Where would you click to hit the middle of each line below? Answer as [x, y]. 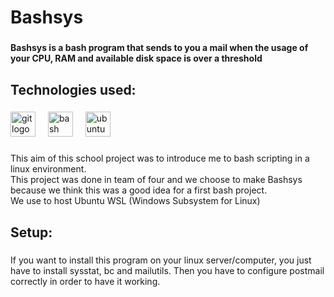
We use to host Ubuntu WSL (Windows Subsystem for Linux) [135, 201]
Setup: [31, 232]
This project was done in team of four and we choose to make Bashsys [156, 180]
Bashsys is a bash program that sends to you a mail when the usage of [159, 48]
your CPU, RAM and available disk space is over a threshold [136, 58]
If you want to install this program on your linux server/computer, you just [161, 260]
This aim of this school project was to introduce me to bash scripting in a [160, 158]
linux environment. [48, 169]
